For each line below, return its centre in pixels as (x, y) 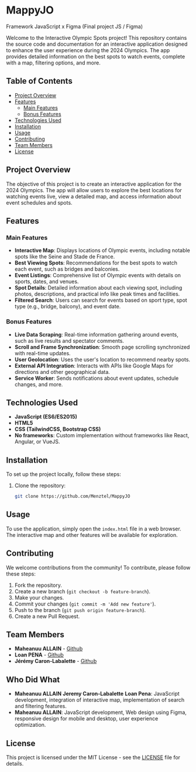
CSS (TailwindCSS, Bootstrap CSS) (58, 429)
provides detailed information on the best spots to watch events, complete (96, 56)
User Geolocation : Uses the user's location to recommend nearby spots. (102, 359)
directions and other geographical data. (62, 372)
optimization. (30, 725)
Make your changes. (39, 597)
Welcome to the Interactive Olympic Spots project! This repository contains (97, 38)
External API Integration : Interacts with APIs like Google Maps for (94, 365)
